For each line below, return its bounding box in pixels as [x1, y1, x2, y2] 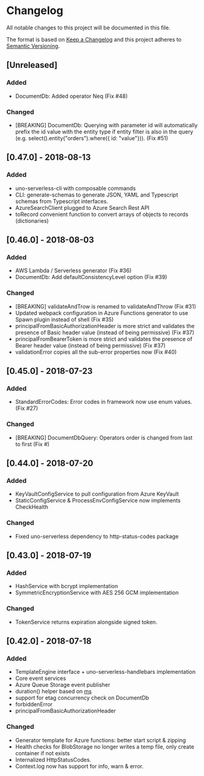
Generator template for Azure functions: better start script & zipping [15, 736, 186, 744]
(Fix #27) [15, 405, 38, 412]
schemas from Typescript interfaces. [15, 197, 109, 205]
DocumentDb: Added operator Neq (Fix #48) [15, 92, 128, 100]
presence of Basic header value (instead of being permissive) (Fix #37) [15, 329, 194, 336]
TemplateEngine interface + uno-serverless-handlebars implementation [15, 668, 196, 676]
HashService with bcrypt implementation [15, 583, 118, 590]
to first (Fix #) [15, 440, 50, 447]
